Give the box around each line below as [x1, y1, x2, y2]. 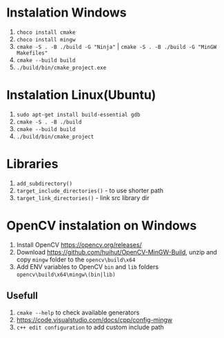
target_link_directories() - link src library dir [16, 193, 150, 201]
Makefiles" [16, 50, 48, 57]
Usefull [6, 290, 39, 301]
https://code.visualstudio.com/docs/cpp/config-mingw [16, 315, 173, 324]
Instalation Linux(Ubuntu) [6, 88, 156, 103]
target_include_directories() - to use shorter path [16, 186, 163, 195]
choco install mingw [16, 36, 76, 43]
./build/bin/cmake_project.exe [16, 64, 107, 71]
